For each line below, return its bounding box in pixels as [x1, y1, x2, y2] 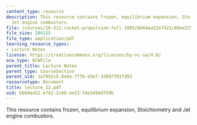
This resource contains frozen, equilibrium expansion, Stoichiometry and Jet [6, 106, 191, 113]
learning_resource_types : [6, 41, 69, 47]
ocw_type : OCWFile [6, 57, 51, 63]
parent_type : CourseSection [6, 68, 75, 74]
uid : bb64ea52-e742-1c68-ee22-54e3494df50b [6, 90, 114, 96]
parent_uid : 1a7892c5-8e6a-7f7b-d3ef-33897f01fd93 [6, 74, 133, 79]
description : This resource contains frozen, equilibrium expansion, [6, 14, 180, 20]
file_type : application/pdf [6, 36, 75, 41]
